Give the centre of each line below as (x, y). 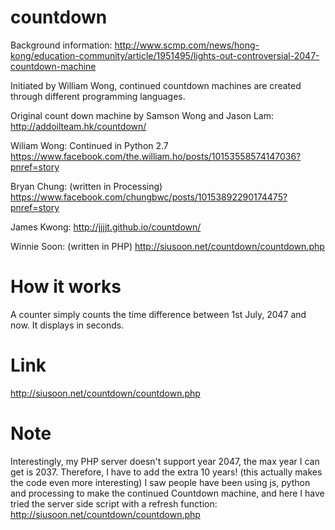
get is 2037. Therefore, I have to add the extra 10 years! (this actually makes (166, 472)
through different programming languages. (98, 96)
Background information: (61, 45)
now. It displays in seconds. (67, 325)
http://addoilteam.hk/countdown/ (78, 126)
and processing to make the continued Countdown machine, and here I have (167, 493)
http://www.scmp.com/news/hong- (187, 45)
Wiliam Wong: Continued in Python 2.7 (89, 145)
